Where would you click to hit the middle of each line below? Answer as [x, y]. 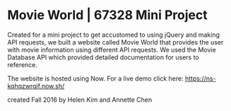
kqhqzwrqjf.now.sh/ [36, 86]
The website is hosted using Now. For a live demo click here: [95, 78]
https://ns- [201, 78]
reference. [22, 64]
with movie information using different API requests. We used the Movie [112, 49]
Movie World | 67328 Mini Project [107, 15]
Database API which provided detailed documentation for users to [103, 57]
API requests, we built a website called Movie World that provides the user [115, 42]
